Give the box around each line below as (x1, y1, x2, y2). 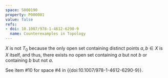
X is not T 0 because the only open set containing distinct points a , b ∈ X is (5, 45, 163, 53)
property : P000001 (5, 12, 45, 17)
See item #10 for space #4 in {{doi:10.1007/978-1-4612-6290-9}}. (5, 67, 143, 73)
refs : (5, 21, 17, 27)
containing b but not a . (5, 57, 53, 63)
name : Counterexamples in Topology (10, 31, 86, 36)
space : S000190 (5, 7, 38, 13)
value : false (5, 17, 33, 22)
